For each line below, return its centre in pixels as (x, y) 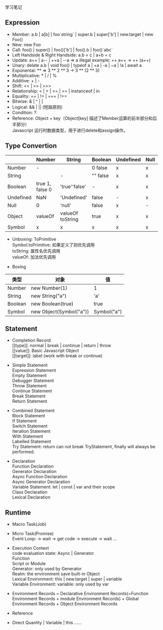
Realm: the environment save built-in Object (56, 574)
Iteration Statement (31, 431)
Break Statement (29, 396)
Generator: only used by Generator (47, 569)
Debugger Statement (33, 381)
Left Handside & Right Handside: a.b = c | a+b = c (62, 55)
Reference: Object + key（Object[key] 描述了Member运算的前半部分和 (82, 118)
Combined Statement (33, 410)
